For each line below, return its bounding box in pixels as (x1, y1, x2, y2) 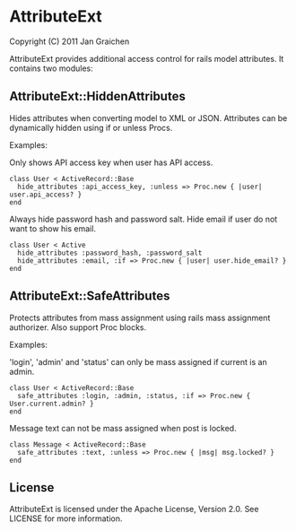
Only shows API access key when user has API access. (9, 157, 213, 168)
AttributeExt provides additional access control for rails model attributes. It (9, 53, 284, 64)
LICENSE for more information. (9, 513, 123, 524)
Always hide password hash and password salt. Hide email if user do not (9, 213, 278, 224)
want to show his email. (9, 222, 97, 234)
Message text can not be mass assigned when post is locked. (9, 422, 237, 433)
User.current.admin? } (9, 399, 94, 408)
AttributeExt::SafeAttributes (9, 289, 170, 304)
